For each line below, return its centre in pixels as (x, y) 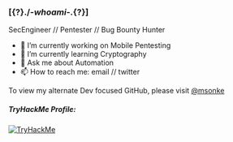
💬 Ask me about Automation (67, 62)
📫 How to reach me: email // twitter (80, 72)
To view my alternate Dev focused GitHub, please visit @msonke (116, 91)
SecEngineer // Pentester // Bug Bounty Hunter (87, 30)
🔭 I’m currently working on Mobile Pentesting (95, 45)
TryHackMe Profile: (42, 109)
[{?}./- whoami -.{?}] (49, 12)
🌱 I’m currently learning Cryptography (84, 54)
